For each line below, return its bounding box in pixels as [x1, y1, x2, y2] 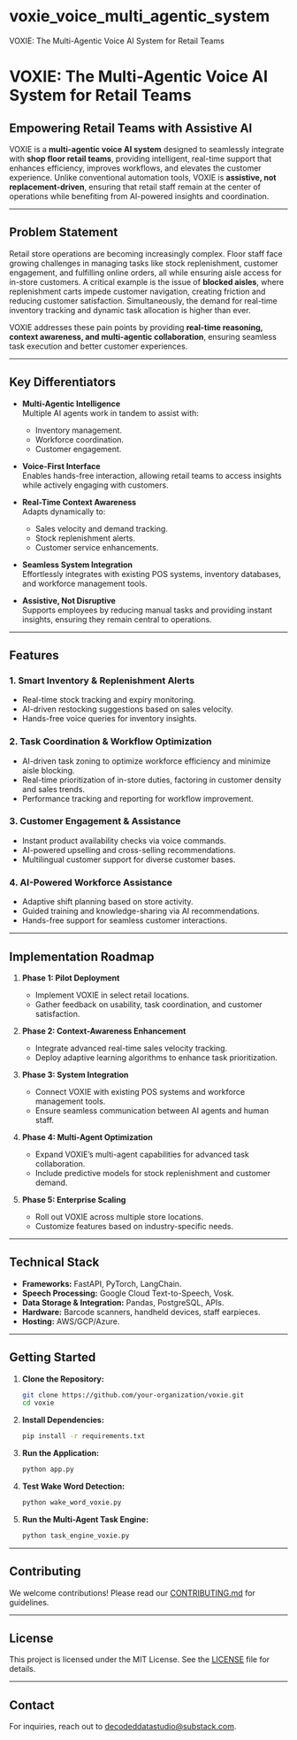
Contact [9, 1698, 55, 1713]
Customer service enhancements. [34, 542, 159, 552]
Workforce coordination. [34, 434, 125, 444]
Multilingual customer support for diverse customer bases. [21, 854, 236, 865]
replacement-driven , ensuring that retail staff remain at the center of [9, 181, 261, 192]
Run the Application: [21, 1448, 100, 1459]
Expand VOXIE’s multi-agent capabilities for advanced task [34, 1149, 249, 1159]
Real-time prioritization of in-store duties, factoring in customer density [21, 774, 282, 785]
